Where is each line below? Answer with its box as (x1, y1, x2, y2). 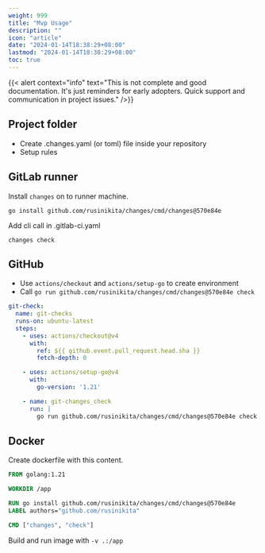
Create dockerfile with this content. (8, 455, 124, 465)
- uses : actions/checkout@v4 (22, 331, 119, 340)
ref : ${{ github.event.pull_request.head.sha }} (36, 346, 201, 354)
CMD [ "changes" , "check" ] (8, 521, 94, 529)
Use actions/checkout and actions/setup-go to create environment (19, 279, 240, 288)
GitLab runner (8, 170, 79, 184)
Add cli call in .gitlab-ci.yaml (8, 220, 101, 230)
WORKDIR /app (8, 485, 52, 493)
